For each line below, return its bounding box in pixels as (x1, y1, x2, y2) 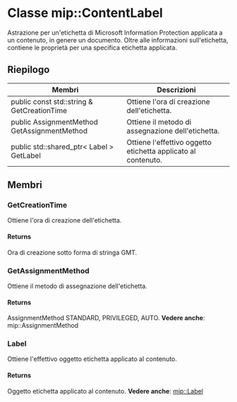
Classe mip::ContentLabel (7, 5, 164, 21)
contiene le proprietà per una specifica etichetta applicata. (7, 43, 178, 52)
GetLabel (11, 150, 41, 160)
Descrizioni (157, 85, 196, 95)
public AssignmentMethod (11, 117, 99, 126)
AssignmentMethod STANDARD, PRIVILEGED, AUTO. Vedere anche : (7, 314, 205, 322)
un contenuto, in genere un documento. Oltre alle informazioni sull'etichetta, (7, 35, 229, 44)
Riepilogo (7, 64, 50, 76)
